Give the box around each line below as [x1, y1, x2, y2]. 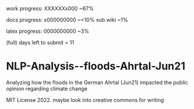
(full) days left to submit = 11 [6, 39, 75, 46]
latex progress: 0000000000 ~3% [6, 28, 89, 35]
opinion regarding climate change [6, 85, 88, 92]
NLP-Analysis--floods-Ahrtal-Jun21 [6, 60, 186, 73]
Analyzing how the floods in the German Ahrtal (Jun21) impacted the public [6, 79, 188, 86]
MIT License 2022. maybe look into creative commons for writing [6, 96, 165, 103]
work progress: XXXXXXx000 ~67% [6, 5, 94, 12]
